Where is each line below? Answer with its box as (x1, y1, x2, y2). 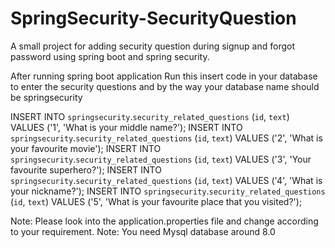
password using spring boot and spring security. (10, 50, 210, 62)
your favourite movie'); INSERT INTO (10, 142, 162, 154)
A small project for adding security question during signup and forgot (10, 40, 296, 52)
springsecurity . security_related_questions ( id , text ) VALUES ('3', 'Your (10, 153, 312, 165)
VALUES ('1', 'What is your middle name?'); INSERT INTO (10, 121, 243, 133)
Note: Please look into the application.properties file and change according (10, 215, 319, 227)
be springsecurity (10, 91, 83, 103)
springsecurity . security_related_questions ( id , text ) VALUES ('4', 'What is (10, 174, 323, 186)
